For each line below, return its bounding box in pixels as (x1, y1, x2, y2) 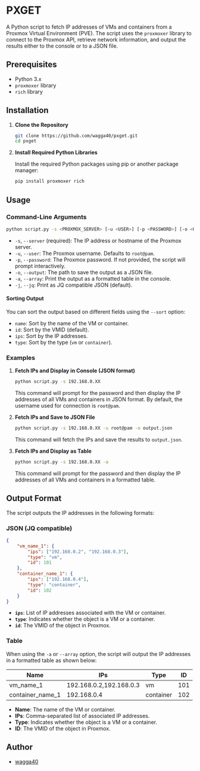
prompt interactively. (14, 262, 66, 269)
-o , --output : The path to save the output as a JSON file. (14, 269, 154, 276)
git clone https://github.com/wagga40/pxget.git (14, 132, 138, 139)
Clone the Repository (14, 121, 68, 128)
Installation (6, 105, 49, 116)
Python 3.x (14, 75, 42, 82)
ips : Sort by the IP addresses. (14, 332, 88, 340)
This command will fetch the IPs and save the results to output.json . (14, 436, 183, 443)
